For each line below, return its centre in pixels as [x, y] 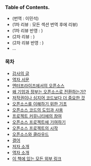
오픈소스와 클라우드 [30, 134]
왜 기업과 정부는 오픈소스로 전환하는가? [49, 92]
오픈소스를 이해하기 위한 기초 [39, 104]
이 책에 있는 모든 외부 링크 [37, 158]
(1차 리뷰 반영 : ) [27, 31]
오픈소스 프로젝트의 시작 [35, 128]
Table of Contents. [27, 7]
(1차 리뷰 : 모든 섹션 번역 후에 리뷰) [45, 25]
